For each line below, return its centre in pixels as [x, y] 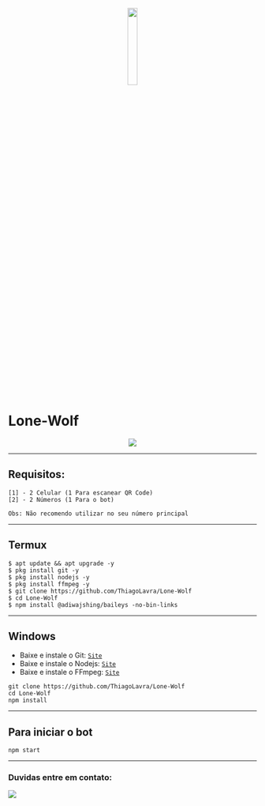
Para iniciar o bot [50, 732]
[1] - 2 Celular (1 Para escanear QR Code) [81, 493]
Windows [32, 636]
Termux [28, 545]
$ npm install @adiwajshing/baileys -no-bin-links [93, 604]
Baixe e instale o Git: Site [61, 655]
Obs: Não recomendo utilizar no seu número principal [99, 514]
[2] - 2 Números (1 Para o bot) [61, 499]
